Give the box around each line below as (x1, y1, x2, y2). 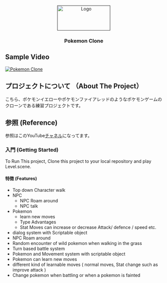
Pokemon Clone (64, 37, 104, 44)
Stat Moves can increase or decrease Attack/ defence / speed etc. (19, 224, 157, 230)
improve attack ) (12, 266, 46, 272)
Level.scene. (5, 163, 31, 169)
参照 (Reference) (5, 118, 58, 127)
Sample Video (5, 53, 50, 62)
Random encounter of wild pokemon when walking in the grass (12, 240, 142, 246)
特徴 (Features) (5, 175, 37, 182)
